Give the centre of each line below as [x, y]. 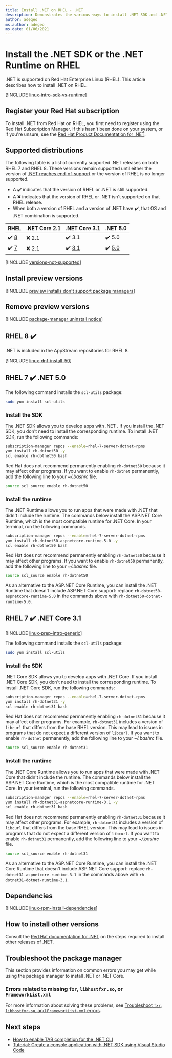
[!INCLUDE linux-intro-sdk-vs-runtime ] [46, 95]
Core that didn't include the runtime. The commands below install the [78, 777]
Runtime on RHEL [43, 65]
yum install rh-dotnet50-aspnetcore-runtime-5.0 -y [61, 541]
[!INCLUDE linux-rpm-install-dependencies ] [51, 908]
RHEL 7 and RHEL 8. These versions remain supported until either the [79, 168]
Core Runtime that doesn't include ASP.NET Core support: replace [75, 868]
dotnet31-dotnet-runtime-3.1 [36, 880]
